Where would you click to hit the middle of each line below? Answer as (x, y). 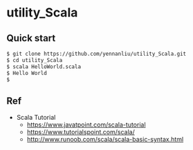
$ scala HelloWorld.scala (44, 67)
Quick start (31, 38)
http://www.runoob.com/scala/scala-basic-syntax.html (105, 140)
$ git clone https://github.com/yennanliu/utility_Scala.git (96, 54)
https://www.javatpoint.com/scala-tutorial (86, 125)
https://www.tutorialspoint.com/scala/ (81, 132)
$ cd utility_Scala (35, 60)
